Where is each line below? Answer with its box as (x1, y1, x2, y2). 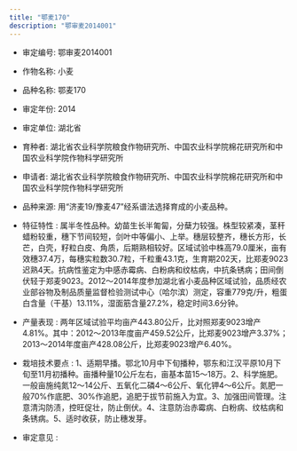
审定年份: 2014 (21, 103, 76, 114)
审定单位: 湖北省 (21, 122, 82, 133)
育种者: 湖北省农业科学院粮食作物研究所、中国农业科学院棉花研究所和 (21, 141, 276, 152)
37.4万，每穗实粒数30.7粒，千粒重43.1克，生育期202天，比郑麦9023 (37, 253, 289, 264)
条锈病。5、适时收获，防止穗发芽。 (21, 413, 152, 423)
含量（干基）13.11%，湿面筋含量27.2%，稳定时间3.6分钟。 (29, 297, 244, 308)
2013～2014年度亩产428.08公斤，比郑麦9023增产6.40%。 (21, 338, 237, 349)
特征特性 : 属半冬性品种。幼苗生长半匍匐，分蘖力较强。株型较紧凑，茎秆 (21, 219, 285, 231)
